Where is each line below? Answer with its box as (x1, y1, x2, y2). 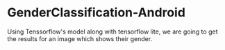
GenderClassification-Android (7, 5, 186, 21)
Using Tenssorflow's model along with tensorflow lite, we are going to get (7, 27, 218, 36)
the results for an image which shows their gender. (7, 34, 153, 42)
